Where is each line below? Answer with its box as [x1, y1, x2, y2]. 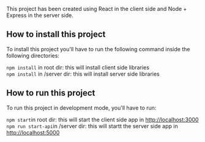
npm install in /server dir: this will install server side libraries [6, 70, 160, 77]
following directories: [6, 52, 60, 59]
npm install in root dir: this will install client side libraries [6, 63, 150, 71]
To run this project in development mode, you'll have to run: [6, 104, 157, 112]
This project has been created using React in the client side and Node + [6, 5, 187, 12]
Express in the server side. [6, 12, 73, 19]
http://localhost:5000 [6, 129, 60, 136]
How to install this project [6, 29, 106, 40]
